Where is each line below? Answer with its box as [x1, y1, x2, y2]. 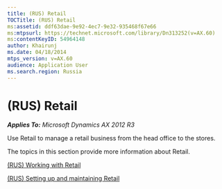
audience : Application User [7, 62, 89, 69]
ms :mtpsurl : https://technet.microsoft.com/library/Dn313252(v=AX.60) [7, 29, 216, 37]
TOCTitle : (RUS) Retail [7, 17, 76, 24]
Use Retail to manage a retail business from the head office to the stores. [7, 134, 216, 143]
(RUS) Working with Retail [7, 161, 81, 170]
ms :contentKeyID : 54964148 [7, 36, 85, 43]
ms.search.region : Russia [7, 68, 82, 75]
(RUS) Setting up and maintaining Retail [7, 174, 120, 183]
